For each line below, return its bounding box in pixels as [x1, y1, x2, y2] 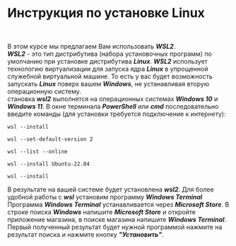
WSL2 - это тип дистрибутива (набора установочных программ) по [7, 49, 212, 58]
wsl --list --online [7, 148, 69, 155]
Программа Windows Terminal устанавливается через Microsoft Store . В [7, 200, 230, 209]
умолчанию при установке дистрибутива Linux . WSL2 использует [7, 57, 208, 65]
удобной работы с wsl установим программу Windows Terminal [7, 192, 203, 201]
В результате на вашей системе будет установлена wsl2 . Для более [7, 185, 214, 194]
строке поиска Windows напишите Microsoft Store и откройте [7, 207, 196, 216]
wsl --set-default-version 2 [7, 136, 93, 143]
